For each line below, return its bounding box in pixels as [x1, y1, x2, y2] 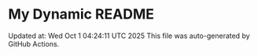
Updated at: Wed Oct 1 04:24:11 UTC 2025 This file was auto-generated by [8, 31, 250, 40]
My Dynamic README [8, 5, 155, 23]
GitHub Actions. [8, 39, 60, 48]
